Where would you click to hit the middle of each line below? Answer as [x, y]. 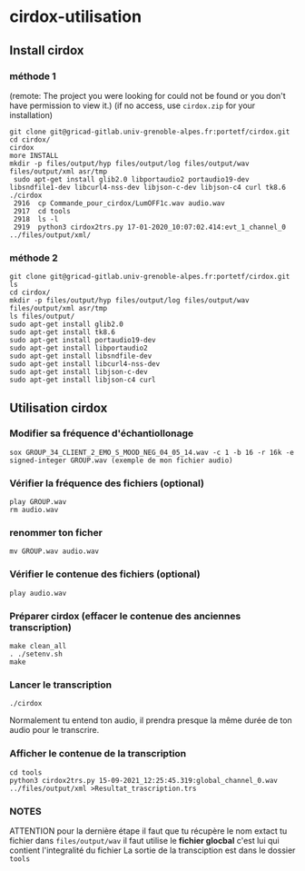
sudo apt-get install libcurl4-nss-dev [85, 364]
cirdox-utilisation [76, 17]
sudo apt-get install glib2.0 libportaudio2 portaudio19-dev [131, 179]
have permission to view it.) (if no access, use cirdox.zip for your [133, 105]
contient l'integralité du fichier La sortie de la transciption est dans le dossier [152, 850]
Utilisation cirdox [59, 407]
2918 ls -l [36, 219]
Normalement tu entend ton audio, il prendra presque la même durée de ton [151, 720]
